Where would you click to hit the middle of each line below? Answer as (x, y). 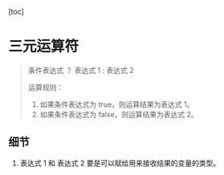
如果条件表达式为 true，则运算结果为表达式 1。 (117, 104)
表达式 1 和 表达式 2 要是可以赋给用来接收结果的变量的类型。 (120, 163)
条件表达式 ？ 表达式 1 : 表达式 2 (81, 70)
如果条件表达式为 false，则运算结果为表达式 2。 (119, 114)
